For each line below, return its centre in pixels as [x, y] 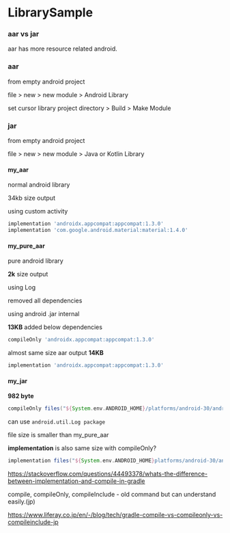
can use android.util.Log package [56, 421]
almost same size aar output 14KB [56, 353]
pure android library [35, 261]
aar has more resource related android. [63, 49]
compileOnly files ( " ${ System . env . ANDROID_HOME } [77, 408]
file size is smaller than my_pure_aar [58, 435]
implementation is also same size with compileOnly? [82, 448]
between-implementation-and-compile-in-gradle [76, 481]
